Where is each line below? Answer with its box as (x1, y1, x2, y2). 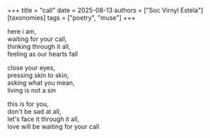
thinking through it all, (7, 42, 71, 50)
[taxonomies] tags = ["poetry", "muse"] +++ (7, 13, 136, 22)
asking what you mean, (7, 79, 76, 87)
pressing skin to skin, (7, 71, 69, 79)
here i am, (7, 28, 37, 35)
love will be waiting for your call (7, 122, 100, 130)
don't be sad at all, (7, 108, 62, 115)
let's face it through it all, (7, 115, 80, 123)
